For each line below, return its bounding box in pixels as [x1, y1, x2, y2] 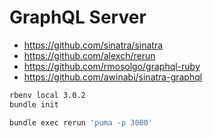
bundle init [9, 99, 59, 110]
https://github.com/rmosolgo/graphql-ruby [23, 60, 201, 72]
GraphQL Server [9, 6, 147, 29]
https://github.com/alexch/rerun [23, 49, 156, 61]
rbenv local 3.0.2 [9, 90, 86, 100]
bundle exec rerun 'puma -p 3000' [9, 117, 154, 128]
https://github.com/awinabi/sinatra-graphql [23, 71, 203, 83]
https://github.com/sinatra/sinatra [23, 39, 164, 51]
